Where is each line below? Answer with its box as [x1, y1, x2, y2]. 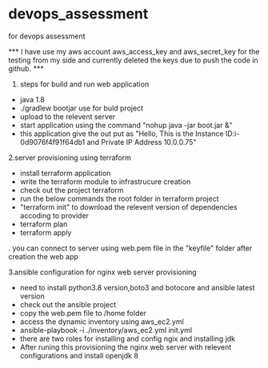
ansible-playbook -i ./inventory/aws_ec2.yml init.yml [19, 325, 193, 334]
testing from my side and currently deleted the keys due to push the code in [8, 55, 258, 65]
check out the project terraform [19, 185, 124, 194]
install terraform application [19, 168, 111, 178]
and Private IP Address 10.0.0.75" [86, 137, 197, 146]
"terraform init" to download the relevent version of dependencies [19, 202, 238, 212]
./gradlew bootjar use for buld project [19, 103, 144, 113]
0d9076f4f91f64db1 [19, 137, 86, 146]
